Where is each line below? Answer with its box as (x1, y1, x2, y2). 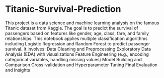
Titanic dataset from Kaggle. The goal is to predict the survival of (5, 25, 138, 31)
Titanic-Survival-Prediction (5, 3, 121, 15)
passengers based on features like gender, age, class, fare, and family (5, 30, 149, 36)
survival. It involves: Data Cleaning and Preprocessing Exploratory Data (5, 46, 151, 52)
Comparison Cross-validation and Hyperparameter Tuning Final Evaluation (5, 62, 158, 68)
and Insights (5, 67, 31, 73)
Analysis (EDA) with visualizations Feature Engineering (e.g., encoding (5, 51, 149, 57)
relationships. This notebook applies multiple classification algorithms (5, 36, 148, 41)
